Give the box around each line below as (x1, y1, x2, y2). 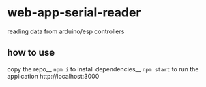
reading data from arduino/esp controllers (7, 27, 125, 35)
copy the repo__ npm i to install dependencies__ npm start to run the (7, 65, 199, 73)
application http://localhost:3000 (7, 72, 100, 80)
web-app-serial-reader (7, 5, 141, 20)
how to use (7, 47, 55, 58)
